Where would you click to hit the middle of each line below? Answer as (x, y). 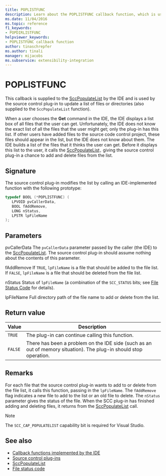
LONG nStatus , (26, 211)
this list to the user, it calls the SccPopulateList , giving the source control (80, 150)
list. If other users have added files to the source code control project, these (83, 135)
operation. (38, 355)
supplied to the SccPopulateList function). (48, 109)
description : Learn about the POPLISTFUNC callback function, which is (80, 14)
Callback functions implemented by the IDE (56, 453)
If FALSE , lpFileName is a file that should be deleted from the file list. (73, 273)
